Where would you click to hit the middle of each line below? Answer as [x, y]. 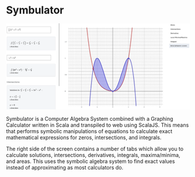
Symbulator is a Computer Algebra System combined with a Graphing [90, 118]
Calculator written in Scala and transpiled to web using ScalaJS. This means [97, 125]
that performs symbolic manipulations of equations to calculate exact [89, 131]
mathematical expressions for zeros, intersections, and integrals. [84, 137]
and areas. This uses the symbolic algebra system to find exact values [90, 161]
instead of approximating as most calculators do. [65, 167]
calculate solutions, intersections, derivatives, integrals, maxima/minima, [93, 155]
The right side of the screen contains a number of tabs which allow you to [95, 149]
